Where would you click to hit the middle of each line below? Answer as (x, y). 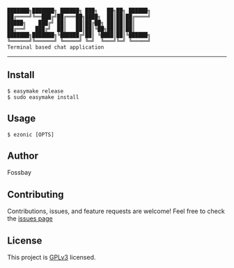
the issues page (30, 219)
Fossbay (19, 173)
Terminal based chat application (56, 47)
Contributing (36, 195)
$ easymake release (36, 91)
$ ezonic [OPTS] (31, 134)
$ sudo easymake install (43, 97)
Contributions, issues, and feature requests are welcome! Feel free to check (116, 211)
